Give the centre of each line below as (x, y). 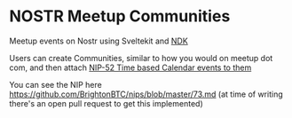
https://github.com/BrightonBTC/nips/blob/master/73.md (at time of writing (146, 94)
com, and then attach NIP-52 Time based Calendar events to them (130, 67)
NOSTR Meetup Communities (120, 16)
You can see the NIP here (55, 84)
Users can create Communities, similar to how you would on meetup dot (141, 58)
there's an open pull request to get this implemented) (107, 103)
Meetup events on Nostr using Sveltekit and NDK (99, 41)
